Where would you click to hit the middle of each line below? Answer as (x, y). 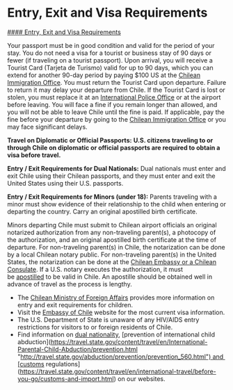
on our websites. (141, 379)
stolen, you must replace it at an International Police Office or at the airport (114, 97)
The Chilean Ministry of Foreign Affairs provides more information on (116, 298)
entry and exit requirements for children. (75, 304)
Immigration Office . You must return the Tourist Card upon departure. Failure (117, 82)
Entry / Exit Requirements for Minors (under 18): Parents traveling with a (112, 197)
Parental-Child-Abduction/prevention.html (77, 349)
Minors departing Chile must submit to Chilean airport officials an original (112, 225)
